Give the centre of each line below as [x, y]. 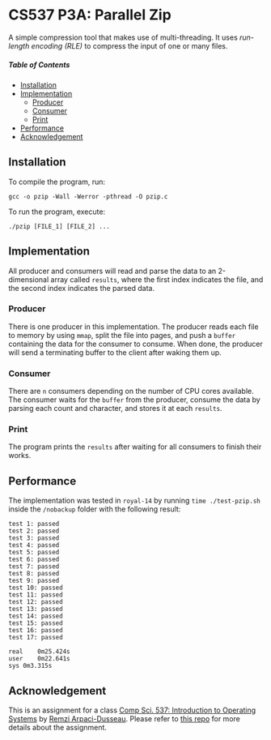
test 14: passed [36, 616]
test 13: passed [36, 610]
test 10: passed [36, 588]
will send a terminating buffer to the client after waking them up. [115, 352]
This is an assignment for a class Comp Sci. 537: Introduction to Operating [132, 710]
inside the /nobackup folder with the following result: [95, 509]
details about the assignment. [58, 728]
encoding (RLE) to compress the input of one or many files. [129, 45]
